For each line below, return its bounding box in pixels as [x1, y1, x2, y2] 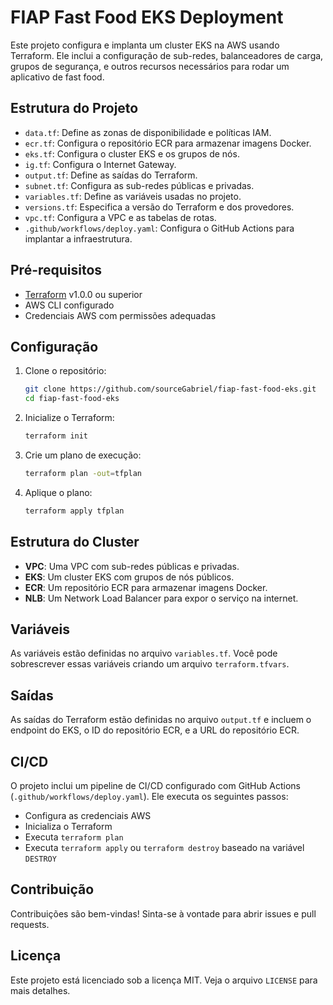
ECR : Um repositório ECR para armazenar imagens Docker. [24, 581, 268, 593]
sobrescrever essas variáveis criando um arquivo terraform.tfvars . [10, 658, 290, 670]
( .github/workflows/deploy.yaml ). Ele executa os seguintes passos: [10, 791, 289, 802]
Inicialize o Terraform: [24, 412, 115, 424]
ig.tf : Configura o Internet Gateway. [24, 158, 177, 170]
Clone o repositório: [24, 365, 107, 377]
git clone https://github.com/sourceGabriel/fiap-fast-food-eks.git [24, 384, 317, 395]
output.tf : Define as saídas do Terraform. [24, 169, 198, 181]
